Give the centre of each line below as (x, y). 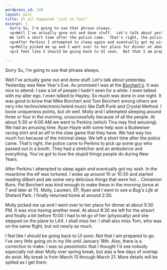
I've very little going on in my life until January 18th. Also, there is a (74, 241)
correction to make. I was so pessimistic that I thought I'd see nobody (76, 246)
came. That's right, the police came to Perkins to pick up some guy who (79, 143)
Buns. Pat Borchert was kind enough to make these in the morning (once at (82, 184)
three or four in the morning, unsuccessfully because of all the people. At (80, 117)
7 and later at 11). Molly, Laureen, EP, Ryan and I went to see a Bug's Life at (82, 190)
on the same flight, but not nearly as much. (49, 226)
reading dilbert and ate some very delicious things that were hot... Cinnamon (83, 179)
